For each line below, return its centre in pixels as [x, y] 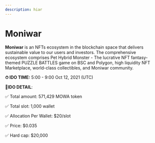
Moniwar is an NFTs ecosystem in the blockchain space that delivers [74, 47]
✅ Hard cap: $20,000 [27, 135]
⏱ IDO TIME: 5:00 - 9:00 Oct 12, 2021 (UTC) [49, 77]
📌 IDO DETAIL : [19, 87]
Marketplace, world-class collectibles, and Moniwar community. [69, 68]
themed [13, 63]
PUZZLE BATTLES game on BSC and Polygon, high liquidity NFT [86, 63]
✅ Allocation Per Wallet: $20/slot [38, 116]
